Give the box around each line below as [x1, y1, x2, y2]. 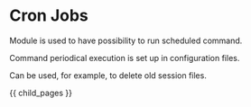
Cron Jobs [9, 5, 88, 26]
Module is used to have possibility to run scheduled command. [9, 35, 243, 46]
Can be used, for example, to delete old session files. [9, 69, 208, 81]
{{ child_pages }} [9, 87, 72, 98]
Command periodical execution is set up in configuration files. [9, 52, 240, 63]
